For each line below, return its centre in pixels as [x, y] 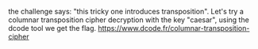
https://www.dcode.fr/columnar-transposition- [174, 28]
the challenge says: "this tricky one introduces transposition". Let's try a [126, 11]
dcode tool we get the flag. [52, 28]
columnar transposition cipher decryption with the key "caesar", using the [129, 20]
